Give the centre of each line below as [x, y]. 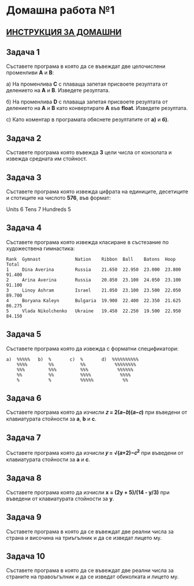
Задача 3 [24, 177]
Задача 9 [24, 517]
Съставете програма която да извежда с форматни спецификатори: [93, 348]
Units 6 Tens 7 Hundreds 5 [38, 209]
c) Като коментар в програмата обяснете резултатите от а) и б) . [88, 119]
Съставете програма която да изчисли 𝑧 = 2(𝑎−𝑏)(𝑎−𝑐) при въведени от [97, 412]
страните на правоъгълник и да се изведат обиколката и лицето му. [93, 577]
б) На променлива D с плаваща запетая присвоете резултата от [87, 102]
